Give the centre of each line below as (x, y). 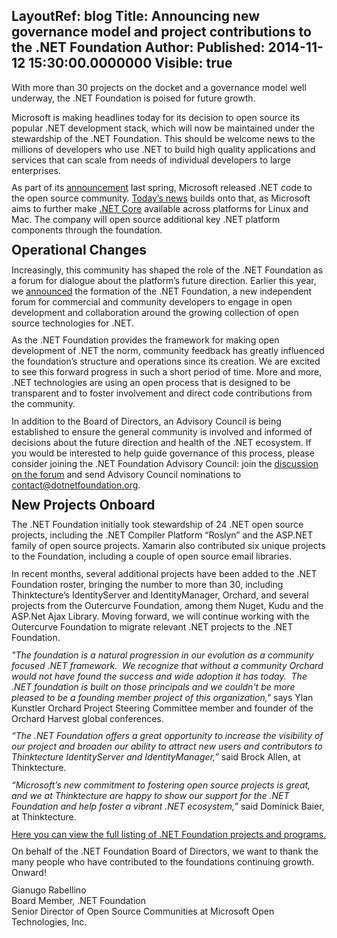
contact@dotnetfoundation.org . (76, 485)
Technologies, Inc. (49, 922)
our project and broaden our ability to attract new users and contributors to (167, 746)
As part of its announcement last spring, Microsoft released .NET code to (162, 188)
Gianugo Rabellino (49, 890)
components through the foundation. (87, 230)
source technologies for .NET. (72, 323)
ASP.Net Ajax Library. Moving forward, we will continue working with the (160, 616)
